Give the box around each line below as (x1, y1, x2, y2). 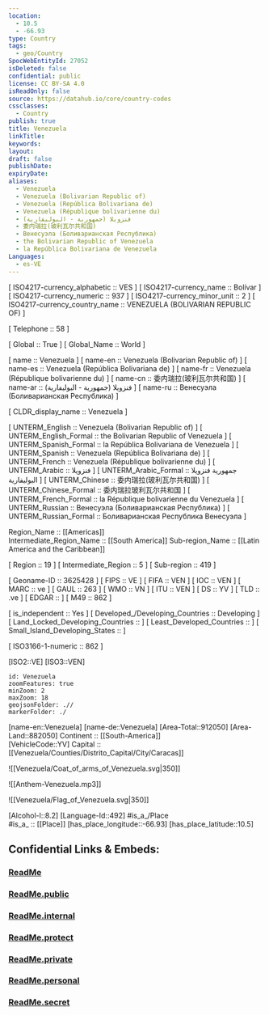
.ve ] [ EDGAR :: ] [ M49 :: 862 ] (8, 592, 112, 603)
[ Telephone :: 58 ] (8, 324, 70, 333)
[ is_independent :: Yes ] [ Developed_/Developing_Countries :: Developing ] (8, 608, 260, 618)
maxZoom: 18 (8, 693, 48, 702)
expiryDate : (8, 170, 48, 178)
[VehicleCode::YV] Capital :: (8, 739, 102, 749)
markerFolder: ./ (8, 708, 67, 716)
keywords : (8, 139, 42, 148)
